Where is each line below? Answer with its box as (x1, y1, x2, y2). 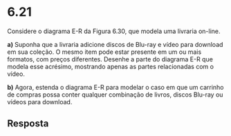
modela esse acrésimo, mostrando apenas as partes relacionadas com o (7, 62, 214, 70)
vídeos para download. (7, 97, 73, 106)
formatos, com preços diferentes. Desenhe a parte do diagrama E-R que (7, 55, 213, 63)
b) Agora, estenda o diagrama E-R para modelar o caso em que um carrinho (7, 83, 224, 91)
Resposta (7, 118, 49, 130)
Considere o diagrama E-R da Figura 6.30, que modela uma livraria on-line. (7, 27, 221, 35)
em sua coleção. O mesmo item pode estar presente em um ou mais (7, 48, 202, 56)
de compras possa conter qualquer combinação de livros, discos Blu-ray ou (7, 90, 223, 99)
